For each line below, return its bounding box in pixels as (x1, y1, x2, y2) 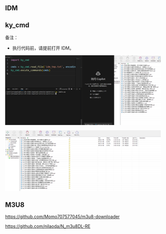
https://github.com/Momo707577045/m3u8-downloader (5, 214, 120, 220)
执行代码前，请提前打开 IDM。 (12, 45, 74, 51)
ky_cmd (5, 21, 30, 29)
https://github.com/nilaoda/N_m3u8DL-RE (5, 223, 90, 230)
